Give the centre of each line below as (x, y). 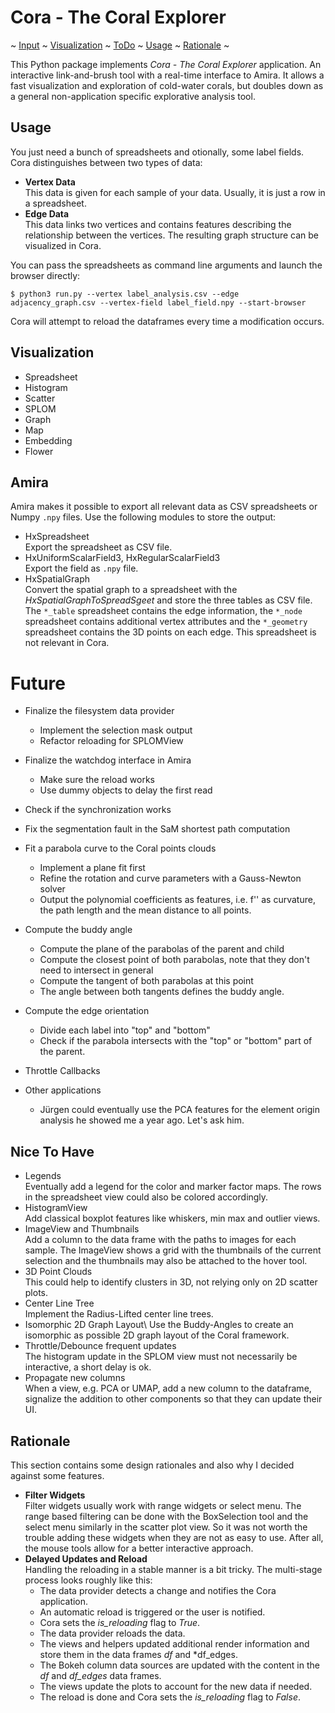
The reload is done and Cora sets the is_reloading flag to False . (170, 1697)
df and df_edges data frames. (100, 1675)
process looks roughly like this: (88, 1580)
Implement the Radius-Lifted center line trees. (119, 1314)
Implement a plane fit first (92, 868)
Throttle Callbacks (62, 1071)
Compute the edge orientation (87, 1011)
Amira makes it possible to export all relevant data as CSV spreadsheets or (164, 507)
